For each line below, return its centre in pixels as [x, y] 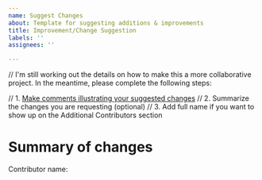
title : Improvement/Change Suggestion [72, 30]
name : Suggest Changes [46, 15]
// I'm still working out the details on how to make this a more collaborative [130, 75]
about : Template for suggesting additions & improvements [106, 23]
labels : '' [26, 38]
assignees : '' [32, 45]
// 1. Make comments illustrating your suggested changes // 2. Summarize [129, 98]
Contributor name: [38, 169]
